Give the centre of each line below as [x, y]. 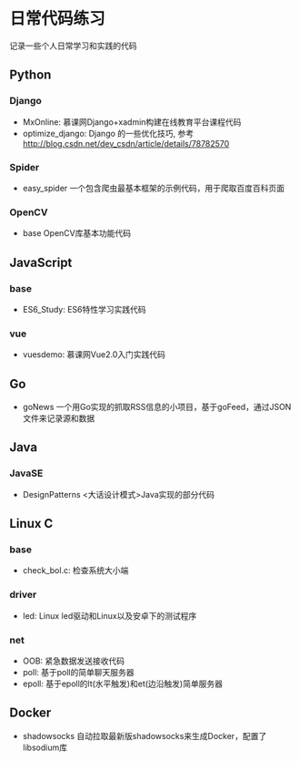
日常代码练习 [58, 19]
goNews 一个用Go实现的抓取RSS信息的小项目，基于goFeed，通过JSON [157, 407]
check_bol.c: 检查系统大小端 [75, 571]
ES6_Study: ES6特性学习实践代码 [85, 309]
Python [30, 75]
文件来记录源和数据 [59, 418]
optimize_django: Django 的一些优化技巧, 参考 [108, 133]
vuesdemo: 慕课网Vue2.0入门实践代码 [94, 355]
